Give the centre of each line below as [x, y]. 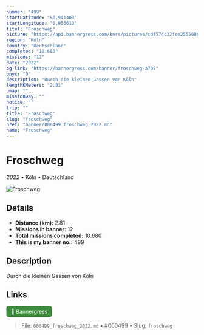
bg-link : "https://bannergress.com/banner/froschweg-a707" [83, 68]
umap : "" [17, 91]
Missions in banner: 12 [44, 229]
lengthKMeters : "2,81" [35, 86]
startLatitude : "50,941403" [42, 18]
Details [20, 208]
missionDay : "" [25, 96]
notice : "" [20, 102]
